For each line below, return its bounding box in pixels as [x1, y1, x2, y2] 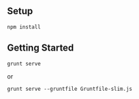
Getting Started [7, 42, 74, 54]
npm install [7, 23, 41, 30]
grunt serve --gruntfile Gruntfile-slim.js [7, 85, 133, 92]
